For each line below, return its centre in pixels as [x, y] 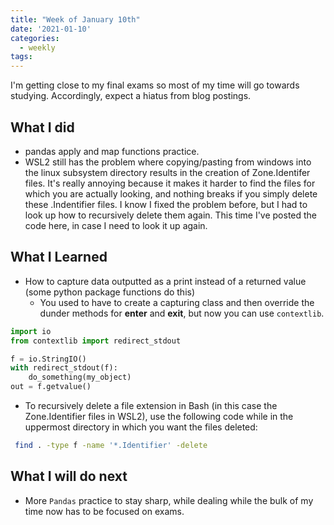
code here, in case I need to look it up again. [116, 225]
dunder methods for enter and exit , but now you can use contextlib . [182, 313]
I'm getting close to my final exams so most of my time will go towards [155, 85]
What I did [42, 127]
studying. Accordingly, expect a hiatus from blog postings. [131, 96]
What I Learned [59, 257]
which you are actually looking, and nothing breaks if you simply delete [171, 193]
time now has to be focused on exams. [104, 511]
